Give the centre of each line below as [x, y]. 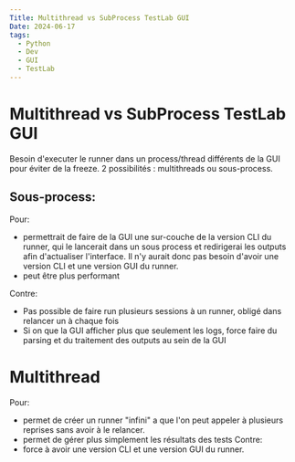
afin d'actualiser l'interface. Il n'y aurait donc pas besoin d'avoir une [151, 256]
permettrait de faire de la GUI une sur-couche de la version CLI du [147, 236]
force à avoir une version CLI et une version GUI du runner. [133, 449]
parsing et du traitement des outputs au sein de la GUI [124, 340]
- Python [34, 43]
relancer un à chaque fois [71, 320]
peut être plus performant [71, 276]
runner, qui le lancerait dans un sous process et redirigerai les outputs [154, 247]
